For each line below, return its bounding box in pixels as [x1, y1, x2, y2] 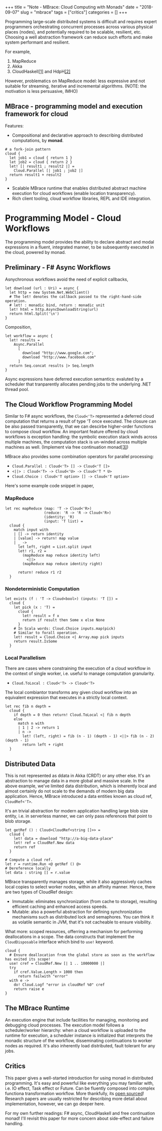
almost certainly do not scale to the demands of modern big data [5, 788, 134, 794]
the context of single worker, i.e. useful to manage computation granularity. [5, 671, 155, 676]
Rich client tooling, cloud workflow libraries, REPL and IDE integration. [12, 195, 151, 201]
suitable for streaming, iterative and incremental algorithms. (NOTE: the [5, 83, 147, 89]
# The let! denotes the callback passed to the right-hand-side [9, 294, 142, 299]
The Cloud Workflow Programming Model [5, 400, 133, 408]
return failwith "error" [17, 974, 68, 979]
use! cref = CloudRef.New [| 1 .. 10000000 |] [9, 961, 105, 966]
